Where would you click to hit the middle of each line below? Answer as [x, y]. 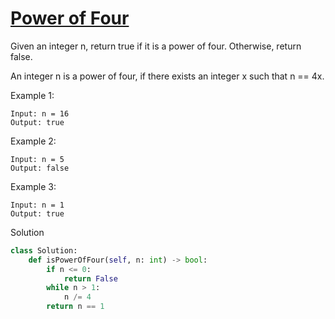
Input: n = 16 [40, 113]
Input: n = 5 [37, 159]
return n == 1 [75, 307]
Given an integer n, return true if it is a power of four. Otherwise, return [156, 46]
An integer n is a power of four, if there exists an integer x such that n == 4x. [167, 76]
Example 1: [32, 95]
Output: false [40, 168]
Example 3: [33, 186]
